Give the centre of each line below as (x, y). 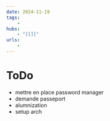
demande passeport (40, 99)
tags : (13, 18)
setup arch (28, 111)
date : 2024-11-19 (28, 12)
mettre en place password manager (59, 92)
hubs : (13, 29)
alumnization (31, 105)
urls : (13, 40)
